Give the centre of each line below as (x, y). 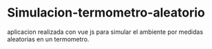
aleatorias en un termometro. (48, 39)
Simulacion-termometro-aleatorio (106, 13)
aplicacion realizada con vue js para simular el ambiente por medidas (105, 32)
